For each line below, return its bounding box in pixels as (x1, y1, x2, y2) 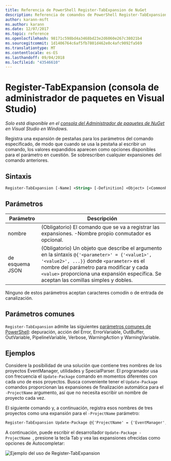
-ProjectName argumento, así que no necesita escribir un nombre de (5, 390, 148, 396)
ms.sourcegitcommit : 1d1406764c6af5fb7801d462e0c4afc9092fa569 (5, 41, 142, 46)
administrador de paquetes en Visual (5, 92, 165, 104)
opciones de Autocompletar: (5, 440, 65, 447)
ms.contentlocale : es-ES (5, 50, 58, 55)
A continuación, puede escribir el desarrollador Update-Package (5, 429, 137, 435)
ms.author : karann (5, 21, 44, 27)
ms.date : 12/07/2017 (5, 27, 49, 32)
